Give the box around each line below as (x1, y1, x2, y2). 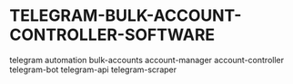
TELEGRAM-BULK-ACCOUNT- (9, 5, 242, 26)
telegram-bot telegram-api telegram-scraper (9, 64, 177, 75)
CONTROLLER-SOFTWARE (9, 24, 216, 45)
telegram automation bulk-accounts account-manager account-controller (9, 54, 285, 65)
